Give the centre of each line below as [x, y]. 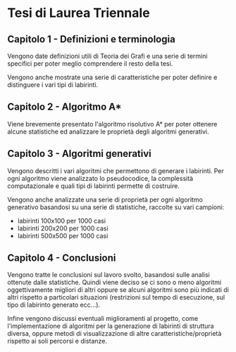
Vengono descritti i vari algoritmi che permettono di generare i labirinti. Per [116, 170]
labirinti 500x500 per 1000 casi [63, 235]
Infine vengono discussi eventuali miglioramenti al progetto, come [103, 319]
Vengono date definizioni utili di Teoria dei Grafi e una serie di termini [107, 56]
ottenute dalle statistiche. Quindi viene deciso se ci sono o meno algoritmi [114, 282]
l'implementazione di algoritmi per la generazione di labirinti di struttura [111, 326]
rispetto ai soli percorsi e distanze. [57, 341]
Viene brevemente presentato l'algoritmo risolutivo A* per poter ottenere [112, 124]
